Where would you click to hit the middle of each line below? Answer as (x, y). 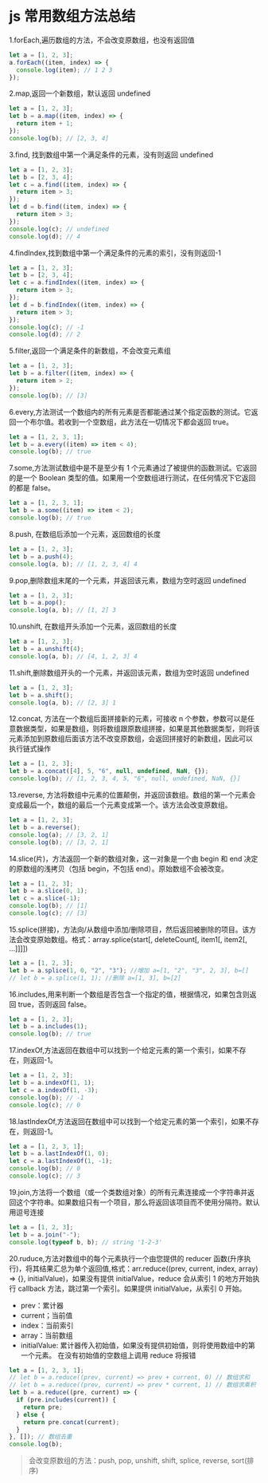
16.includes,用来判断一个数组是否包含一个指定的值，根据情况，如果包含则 (129, 994)
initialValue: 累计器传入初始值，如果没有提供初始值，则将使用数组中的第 (138, 1345)
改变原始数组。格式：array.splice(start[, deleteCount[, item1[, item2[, (135, 939)
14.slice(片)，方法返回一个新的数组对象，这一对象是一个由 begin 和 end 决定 (134, 858)
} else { (31, 1414)
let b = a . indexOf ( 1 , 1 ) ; (52, 1083)
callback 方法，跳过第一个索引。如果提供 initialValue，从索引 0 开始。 (132, 1288)
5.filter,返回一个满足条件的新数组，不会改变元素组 (90, 351)
